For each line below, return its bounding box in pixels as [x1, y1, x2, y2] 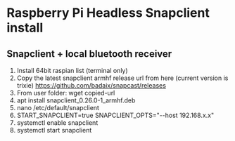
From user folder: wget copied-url [16, 89, 115, 97]
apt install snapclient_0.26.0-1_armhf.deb [16, 96, 136, 105]
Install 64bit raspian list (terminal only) [16, 67, 128, 74]
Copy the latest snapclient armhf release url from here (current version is [16, 74, 229, 82]
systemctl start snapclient [16, 126, 92, 134]
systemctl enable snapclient [16, 119, 99, 127]
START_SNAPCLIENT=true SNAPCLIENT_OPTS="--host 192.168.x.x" [16, 111, 215, 119]
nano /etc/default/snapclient [16, 104, 100, 112]
